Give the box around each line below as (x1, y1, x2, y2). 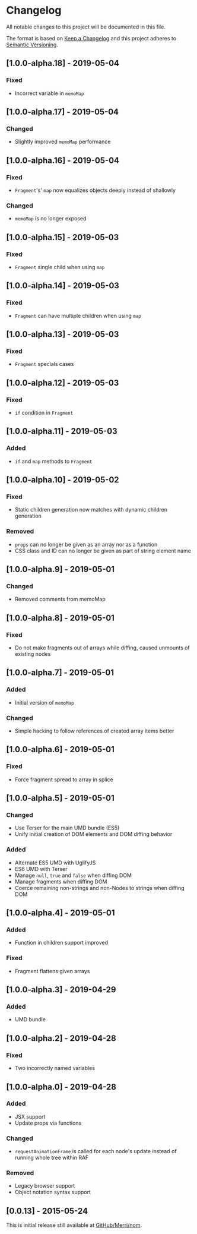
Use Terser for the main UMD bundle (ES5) (14, 824, 120, 832)
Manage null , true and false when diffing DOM (14, 872, 132, 879)
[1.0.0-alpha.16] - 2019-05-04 (6, 155, 120, 165)
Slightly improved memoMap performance (14, 138, 111, 146)
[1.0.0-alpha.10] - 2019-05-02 (6, 475, 120, 485)
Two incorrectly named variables (14, 1065, 95, 1072)
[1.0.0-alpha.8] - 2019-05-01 (6, 613, 115, 623)
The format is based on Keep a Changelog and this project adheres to (6, 34, 177, 42)
